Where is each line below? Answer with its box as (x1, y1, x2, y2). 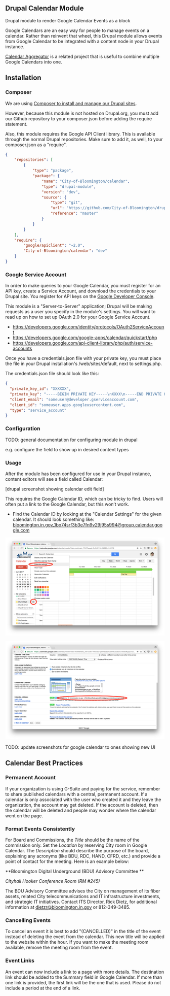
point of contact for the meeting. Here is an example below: (5, 858, 129, 865)
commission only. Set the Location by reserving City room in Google (5, 842, 148, 848)
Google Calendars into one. (5, 58, 62, 65)
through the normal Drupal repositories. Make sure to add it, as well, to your (5, 136, 163, 142)
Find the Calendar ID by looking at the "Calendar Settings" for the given (12, 511, 162, 517)
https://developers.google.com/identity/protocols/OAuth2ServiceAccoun (12, 324, 164, 330)
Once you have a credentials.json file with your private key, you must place (5, 355, 161, 361)
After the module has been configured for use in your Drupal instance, (5, 471, 152, 477)
